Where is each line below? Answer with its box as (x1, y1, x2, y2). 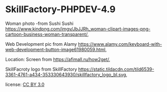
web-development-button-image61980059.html (5, 46, 106, 52)
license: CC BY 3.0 (5, 81, 45, 87)
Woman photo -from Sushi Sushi (5, 20, 74, 26)
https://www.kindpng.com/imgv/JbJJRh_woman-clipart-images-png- (5, 25, 151, 32)
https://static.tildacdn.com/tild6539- (78, 66, 154, 72)
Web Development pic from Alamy (5, 41, 77, 47)
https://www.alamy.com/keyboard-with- (78, 41, 162, 47)
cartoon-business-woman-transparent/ (5, 31, 88, 37)
